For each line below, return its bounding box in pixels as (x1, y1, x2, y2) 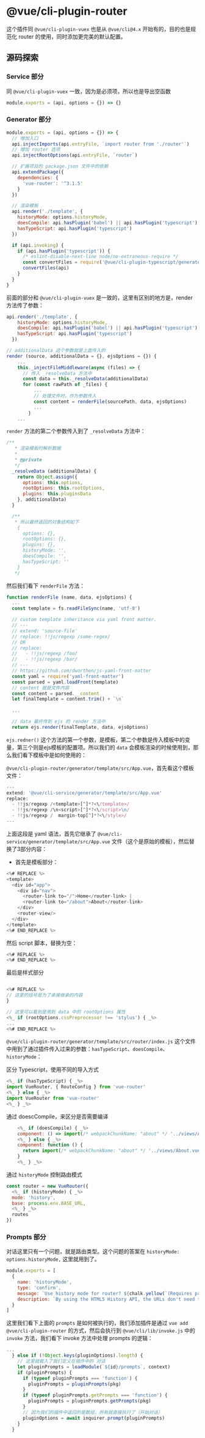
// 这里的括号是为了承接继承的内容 (6, 992, 83, 998)
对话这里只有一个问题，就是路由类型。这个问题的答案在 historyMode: (6, 1248, 180, 1255)
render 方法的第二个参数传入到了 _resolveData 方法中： (6, 427, 146, 435)
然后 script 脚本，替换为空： (6, 939, 77, 946)
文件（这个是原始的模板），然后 (111, 838, 189, 845)
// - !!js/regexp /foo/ (12, 651, 78, 657)
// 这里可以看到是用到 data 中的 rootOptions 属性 (6, 1009, 126, 1015)
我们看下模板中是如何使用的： (11, 751, 87, 759)
